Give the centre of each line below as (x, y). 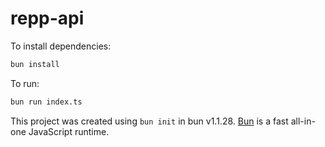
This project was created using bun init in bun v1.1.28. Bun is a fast (149, 121)
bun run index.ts (46, 102)
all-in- (303, 121)
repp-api (47, 18)
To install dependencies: (61, 46)
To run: (25, 83)
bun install (35, 64)
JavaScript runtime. (69, 131)
